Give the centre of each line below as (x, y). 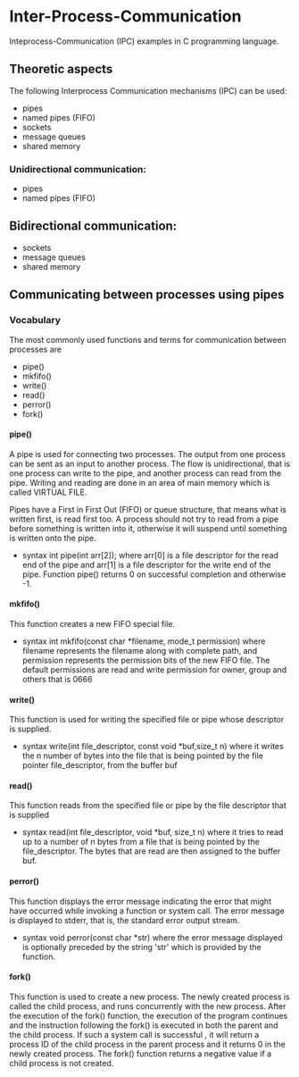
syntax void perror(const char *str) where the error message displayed (152, 937)
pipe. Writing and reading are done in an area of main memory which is (140, 482)
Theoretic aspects (61, 69)
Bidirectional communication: (93, 226)
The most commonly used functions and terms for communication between (148, 339)
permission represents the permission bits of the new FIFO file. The (146, 660)
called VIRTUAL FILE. (48, 492)
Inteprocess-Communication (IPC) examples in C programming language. (144, 41)
